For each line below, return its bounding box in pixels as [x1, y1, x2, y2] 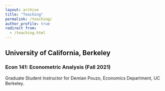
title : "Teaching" [5, 12, 43, 17]
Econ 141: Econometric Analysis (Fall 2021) [5, 64, 111, 71]
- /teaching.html [9, 30, 46, 35]
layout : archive [5, 7, 39, 12]
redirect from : [5, 26, 37, 31]
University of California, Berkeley [5, 49, 111, 57]
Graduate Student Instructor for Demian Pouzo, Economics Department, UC [5, 75, 161, 81]
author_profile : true [5, 21, 50, 26]
